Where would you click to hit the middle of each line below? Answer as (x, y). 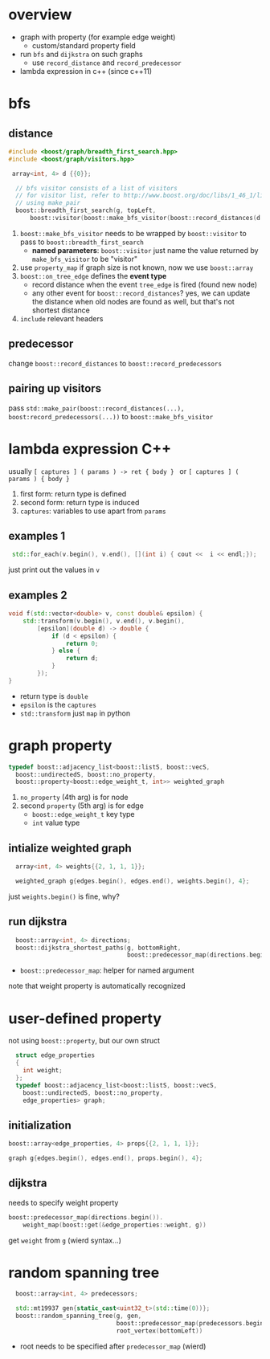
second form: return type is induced (80, 502)
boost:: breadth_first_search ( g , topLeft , (86, 210)
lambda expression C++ (90, 449)
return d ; (82, 659)
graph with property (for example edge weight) (98, 37)
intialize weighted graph (70, 848)
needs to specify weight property (63, 1202)
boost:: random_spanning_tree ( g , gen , (79, 1316)
